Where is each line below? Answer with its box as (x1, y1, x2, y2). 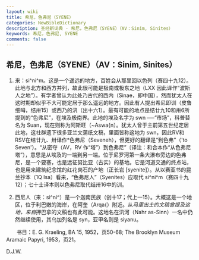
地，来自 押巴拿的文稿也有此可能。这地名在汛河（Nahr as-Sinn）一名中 (14, 208, 188, 215)
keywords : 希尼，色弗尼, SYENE (6, 31, 78, 37)
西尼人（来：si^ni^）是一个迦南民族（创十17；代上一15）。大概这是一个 (14, 193, 187, 201)
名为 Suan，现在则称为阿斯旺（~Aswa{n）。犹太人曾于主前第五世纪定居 (14, 121, 189, 129)
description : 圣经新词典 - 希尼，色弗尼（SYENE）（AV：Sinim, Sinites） (6, 25, 173, 32)
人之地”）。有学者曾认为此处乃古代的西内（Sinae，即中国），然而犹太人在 (14, 92, 192, 99)
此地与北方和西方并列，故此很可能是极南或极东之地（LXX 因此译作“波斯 (14, 84, 190, 91)
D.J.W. (6, 248, 22, 255)
